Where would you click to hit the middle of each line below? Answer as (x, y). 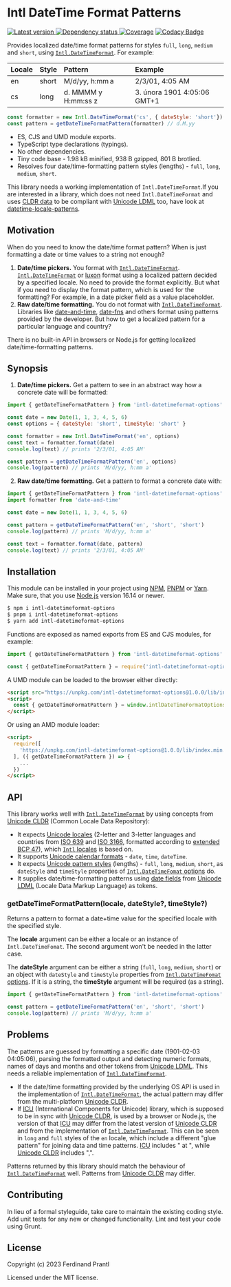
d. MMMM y (83, 92)
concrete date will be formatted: (62, 392)
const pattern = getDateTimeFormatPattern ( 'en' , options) (92, 462)
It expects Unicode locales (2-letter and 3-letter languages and (106, 834)
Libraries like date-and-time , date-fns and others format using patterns (118, 311)
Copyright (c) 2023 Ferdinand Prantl (58, 1264)
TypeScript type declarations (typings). (73, 144)
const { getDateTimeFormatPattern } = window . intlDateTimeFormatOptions (120, 705)
